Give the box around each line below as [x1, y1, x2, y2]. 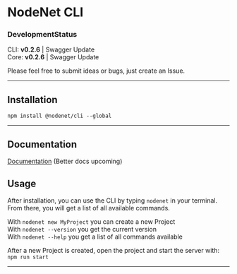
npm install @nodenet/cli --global [7, 112, 112, 120]
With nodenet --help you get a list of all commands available [7, 232, 183, 241]
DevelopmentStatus [7, 30, 78, 40]
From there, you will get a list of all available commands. [7, 203, 171, 212]
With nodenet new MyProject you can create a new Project [7, 217, 176, 226]
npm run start [7, 254, 49, 261]
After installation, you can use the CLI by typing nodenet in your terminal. [7, 196, 217, 205]
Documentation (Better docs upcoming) [7, 157, 123, 166]
